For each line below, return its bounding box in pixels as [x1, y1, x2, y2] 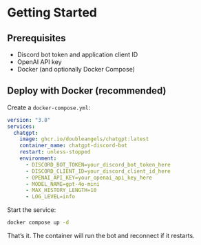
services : [7, 122, 36, 130]
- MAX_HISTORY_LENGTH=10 [25, 187, 97, 194]
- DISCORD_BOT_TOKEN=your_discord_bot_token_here [25, 161, 171, 168]
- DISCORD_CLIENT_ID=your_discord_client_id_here [25, 167, 171, 175]
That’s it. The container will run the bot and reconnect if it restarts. [7, 232, 195, 240]
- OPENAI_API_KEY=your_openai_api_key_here [25, 174, 153, 181]
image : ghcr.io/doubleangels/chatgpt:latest [19, 136, 149, 142]
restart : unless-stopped [19, 149, 91, 156]
